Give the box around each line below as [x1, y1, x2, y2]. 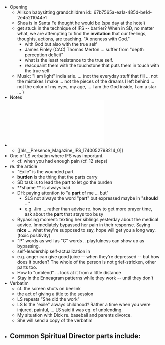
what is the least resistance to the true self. [24, 57, 114, 63]
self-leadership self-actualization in [17, 248, 91, 254]
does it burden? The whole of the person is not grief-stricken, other [17, 259, 156, 265]
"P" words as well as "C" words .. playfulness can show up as [17, 238, 145, 244]
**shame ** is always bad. [17, 185, 72, 190]
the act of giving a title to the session [17, 291, 94, 297]
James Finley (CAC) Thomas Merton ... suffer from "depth [24, 47, 144, 52]
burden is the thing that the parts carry [17, 174, 98, 180]
